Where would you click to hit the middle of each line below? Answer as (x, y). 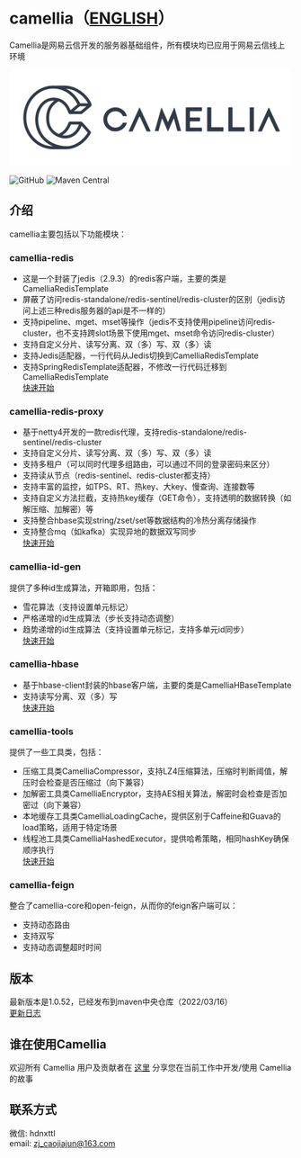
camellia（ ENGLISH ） (92, 18)
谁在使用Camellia (58, 1044)
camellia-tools (41, 732)
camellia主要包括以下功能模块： (68, 234)
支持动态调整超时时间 (62, 947)
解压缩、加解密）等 (58, 509)
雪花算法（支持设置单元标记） (77, 606)
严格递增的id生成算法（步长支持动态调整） (101, 618)
